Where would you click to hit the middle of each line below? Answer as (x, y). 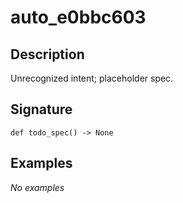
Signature (41, 109)
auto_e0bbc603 (78, 17)
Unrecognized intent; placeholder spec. (92, 78)
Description (47, 54)
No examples (37, 187)
